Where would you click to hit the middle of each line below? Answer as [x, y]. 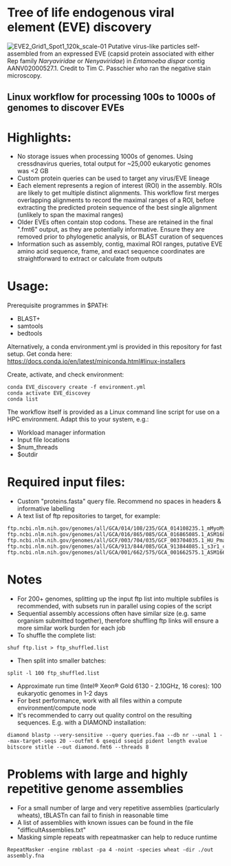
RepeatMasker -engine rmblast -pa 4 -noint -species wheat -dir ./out [110, 850]
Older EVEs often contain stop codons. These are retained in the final [115, 222]
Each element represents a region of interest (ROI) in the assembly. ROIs [119, 186]
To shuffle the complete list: [56, 635]
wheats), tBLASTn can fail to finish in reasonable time [92, 815]
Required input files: [66, 482]
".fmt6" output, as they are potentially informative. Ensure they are [111, 230]
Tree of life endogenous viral [91, 13]
